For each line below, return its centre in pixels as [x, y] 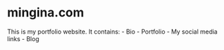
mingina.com [46, 13]
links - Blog [23, 38]
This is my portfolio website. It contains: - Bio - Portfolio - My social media [112, 32]
